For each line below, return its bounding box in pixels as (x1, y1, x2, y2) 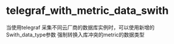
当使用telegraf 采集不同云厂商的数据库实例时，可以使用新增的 (6, 24, 155, 31)
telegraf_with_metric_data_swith (6, 4, 169, 17)
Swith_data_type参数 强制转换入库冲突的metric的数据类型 (6, 31, 145, 38)
